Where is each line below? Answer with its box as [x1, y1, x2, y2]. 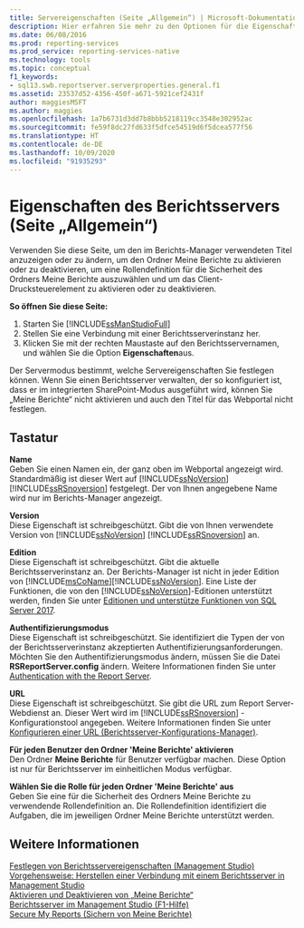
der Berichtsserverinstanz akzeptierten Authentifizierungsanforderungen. [9, 641, 283, 653]
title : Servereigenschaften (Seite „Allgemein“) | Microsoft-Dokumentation [9, 13, 301, 23]
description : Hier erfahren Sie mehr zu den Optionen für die [9, 22, 249, 31]
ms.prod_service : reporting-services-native [9, 47, 180, 56]
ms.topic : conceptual [9, 64, 91, 73]
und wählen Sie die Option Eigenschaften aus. [22, 347, 195, 358]
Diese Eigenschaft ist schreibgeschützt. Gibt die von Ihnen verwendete [9, 520, 274, 531]
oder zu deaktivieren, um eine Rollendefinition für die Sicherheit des [9, 264, 263, 275]
